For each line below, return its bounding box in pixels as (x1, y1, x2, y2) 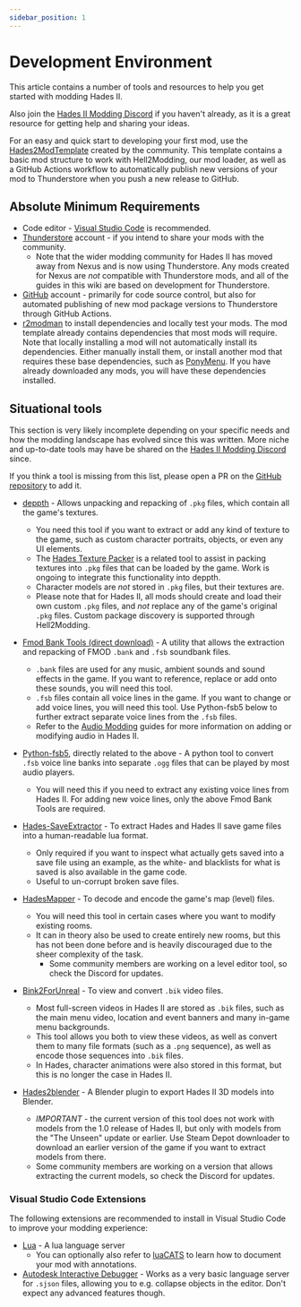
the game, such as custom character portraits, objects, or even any (35, 534, 284, 545)
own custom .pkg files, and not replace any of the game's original (35, 601, 278, 612)
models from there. (35, 1152, 107, 1163)
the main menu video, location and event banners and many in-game (35, 1012, 290, 1023)
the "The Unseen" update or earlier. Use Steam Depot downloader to (35, 1132, 290, 1143)
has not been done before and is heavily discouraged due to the (35, 940, 273, 950)
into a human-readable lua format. (21, 830, 149, 841)
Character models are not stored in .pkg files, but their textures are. (35, 581, 285, 592)
